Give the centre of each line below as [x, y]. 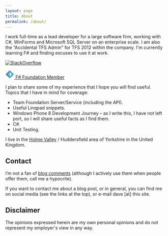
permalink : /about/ [26, 21]
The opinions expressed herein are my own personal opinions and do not [82, 222]
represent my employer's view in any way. [49, 228]
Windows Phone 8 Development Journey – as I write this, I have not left [87, 113]
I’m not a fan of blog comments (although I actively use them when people [83, 173]
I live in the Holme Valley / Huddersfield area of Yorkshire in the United [79, 139]
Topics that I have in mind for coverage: [47, 92]
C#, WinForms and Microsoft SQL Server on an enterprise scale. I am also [83, 42]
